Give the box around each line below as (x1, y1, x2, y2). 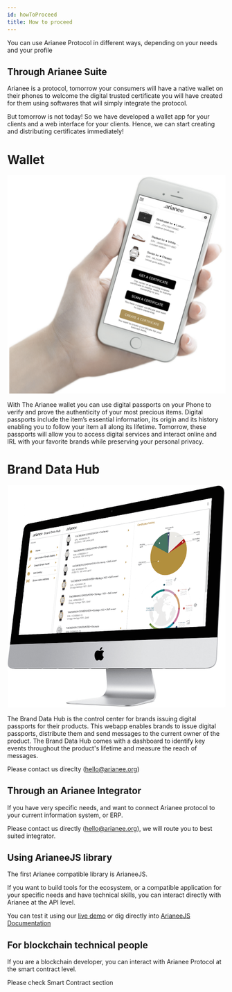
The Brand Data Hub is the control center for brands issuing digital (7, 714, 197, 723)
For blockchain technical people (7, 939, 149, 951)
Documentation (7, 919, 51, 927)
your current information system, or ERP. (7, 811, 123, 819)
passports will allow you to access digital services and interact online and (7, 430, 217, 439)
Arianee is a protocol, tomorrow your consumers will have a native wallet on (7, 84, 224, 93)
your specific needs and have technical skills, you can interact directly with (7, 891, 222, 899)
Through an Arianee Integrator (7, 785, 142, 797)
